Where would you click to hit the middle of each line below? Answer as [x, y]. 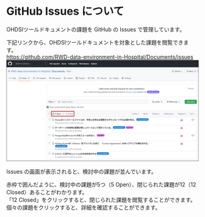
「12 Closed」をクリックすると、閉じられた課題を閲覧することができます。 [101, 200]
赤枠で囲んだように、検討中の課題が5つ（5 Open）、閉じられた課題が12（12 [101, 184]
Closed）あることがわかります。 [47, 192]
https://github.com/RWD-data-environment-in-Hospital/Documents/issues [100, 57]
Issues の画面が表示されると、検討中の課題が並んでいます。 [81, 171]
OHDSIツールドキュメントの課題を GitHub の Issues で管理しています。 [95, 29]
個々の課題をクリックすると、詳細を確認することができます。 [84, 207]
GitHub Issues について [65, 11]
